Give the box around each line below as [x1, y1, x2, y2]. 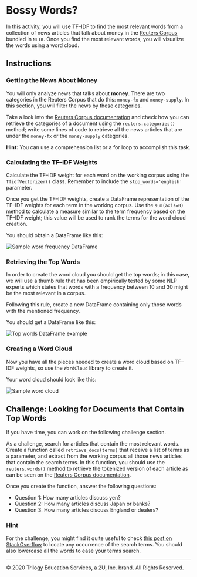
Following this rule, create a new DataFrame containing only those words [6, 301, 182, 308]
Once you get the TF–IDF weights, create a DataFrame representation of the [6, 195, 189, 203]
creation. [6, 220, 28, 227]
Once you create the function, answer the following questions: [6, 482, 157, 490]
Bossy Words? [6, 4, 78, 17]
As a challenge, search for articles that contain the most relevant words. [6, 440, 180, 447]
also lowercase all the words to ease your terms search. [6, 547, 141, 554]
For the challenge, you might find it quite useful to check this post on [6, 535, 172, 542]
